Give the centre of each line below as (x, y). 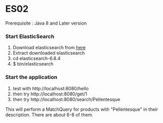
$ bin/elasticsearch (33, 64)
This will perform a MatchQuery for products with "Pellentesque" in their (82, 109)
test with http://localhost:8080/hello (50, 88)
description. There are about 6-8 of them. (49, 115)
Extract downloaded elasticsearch (49, 53)
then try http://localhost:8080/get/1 (50, 94)
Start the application (31, 77)
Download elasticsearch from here (49, 48)
